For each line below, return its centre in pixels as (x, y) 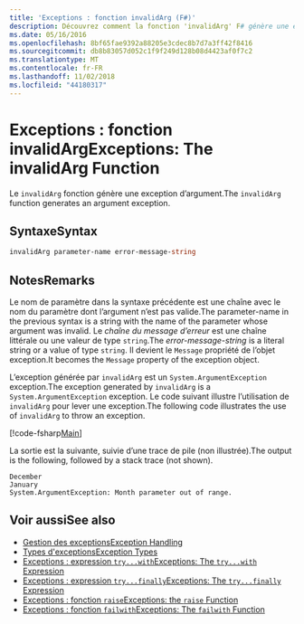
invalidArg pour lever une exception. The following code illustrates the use (148, 406)
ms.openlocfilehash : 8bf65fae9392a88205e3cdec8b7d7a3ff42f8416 (131, 43)
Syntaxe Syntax (53, 231)
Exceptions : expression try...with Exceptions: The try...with (140, 561)
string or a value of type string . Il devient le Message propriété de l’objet (142, 350)
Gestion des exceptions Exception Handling (103, 542)
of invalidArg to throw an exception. (77, 416)
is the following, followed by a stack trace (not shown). (111, 460)
